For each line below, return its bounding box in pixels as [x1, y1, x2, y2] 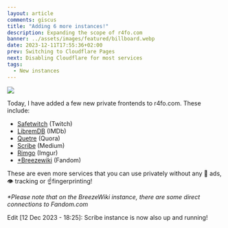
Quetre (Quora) [16, 134, 60, 142]
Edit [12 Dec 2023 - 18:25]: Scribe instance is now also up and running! [7, 213, 208, 221]
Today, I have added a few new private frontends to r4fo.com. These [7, 99, 201, 107]
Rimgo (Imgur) [16, 149, 58, 157]
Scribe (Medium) [16, 141, 65, 149]
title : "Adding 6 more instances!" [7, 23, 109, 29]
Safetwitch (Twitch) [16, 119, 73, 127]
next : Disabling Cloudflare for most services [7, 55, 143, 62]
